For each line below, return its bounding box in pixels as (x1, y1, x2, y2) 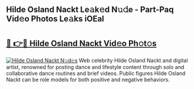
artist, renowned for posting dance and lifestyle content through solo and (6, 64, 185, 70)
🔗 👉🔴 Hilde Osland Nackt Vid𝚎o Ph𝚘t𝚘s (6, 38, 157, 48)
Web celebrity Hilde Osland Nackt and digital (79, 57, 188, 64)
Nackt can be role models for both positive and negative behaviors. (6, 76, 170, 83)
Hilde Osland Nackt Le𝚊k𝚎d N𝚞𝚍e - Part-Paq (6, 5, 174, 15)
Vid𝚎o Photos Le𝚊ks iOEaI (6, 14, 105, 24)
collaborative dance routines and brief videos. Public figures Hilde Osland (6, 70, 186, 77)
